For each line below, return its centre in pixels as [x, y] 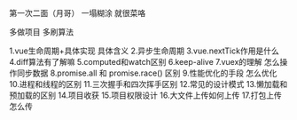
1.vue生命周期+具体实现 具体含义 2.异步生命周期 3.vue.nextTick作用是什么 [144, 51]
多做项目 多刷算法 [41, 32]
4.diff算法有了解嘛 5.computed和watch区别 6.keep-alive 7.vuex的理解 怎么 [145, 62]
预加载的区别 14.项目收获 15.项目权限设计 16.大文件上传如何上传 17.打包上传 [145, 95]
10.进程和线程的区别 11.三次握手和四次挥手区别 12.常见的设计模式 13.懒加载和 [148, 84]
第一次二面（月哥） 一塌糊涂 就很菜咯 [78, 13]
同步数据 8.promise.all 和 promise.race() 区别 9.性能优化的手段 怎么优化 [147, 73]
